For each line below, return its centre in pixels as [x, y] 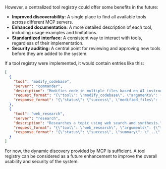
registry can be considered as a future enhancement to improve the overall [81, 156]
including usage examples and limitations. [55, 32]
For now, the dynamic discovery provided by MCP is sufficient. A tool [75, 151]
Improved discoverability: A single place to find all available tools [79, 17]
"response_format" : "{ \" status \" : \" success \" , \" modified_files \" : [86, 100]
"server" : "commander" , [38, 86]
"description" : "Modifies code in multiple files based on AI [79, 91]
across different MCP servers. [42, 22]
